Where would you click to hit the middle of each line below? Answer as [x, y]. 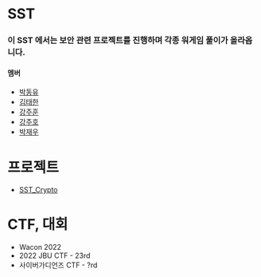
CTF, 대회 [38, 225]
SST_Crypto [38, 190]
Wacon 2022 [40, 247]
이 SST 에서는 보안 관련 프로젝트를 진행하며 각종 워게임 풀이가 [118, 41]
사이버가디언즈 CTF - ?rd [58, 265]
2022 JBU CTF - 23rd [55, 255]
